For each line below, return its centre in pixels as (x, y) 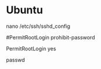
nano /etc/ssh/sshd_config (38, 26)
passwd (15, 60)
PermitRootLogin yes (31, 48)
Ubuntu (25, 10)
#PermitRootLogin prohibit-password (50, 37)
